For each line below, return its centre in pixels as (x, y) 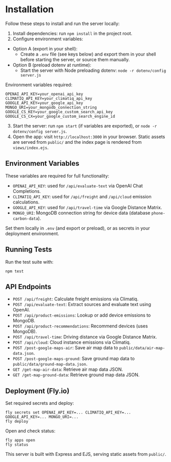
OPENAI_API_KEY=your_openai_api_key (44, 94)
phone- (158, 213)
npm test (15, 271)
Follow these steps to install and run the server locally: (63, 23)
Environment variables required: (39, 85)
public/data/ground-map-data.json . (50, 364)
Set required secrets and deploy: (40, 403)
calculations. (26, 202)
